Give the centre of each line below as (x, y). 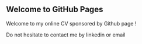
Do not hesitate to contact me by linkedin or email (66, 35)
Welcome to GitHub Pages (55, 10)
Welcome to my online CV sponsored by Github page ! (71, 23)
